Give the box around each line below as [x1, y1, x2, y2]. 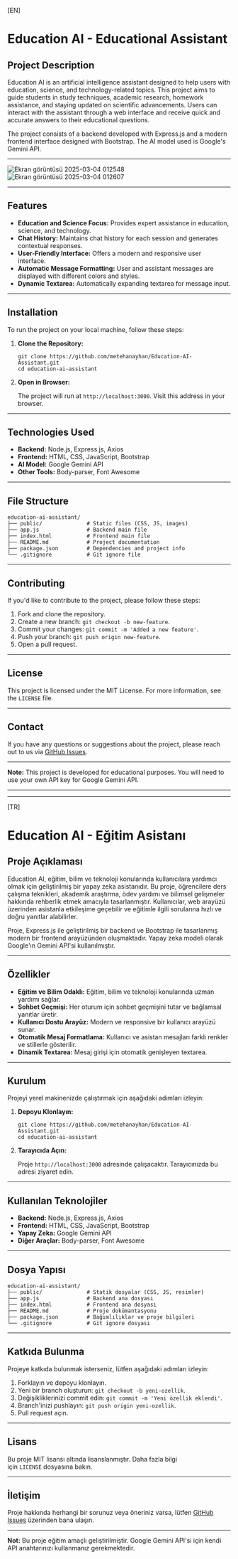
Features [7, 200, 47, 212]
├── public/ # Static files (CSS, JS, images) [7, 520, 189, 527]
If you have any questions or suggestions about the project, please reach [7, 739, 221, 749]
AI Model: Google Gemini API [17, 460, 104, 468]
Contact [7, 721, 44, 733]
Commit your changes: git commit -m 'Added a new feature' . [17, 625, 199, 633]
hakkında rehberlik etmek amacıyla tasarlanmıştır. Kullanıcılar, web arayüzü [7, 897, 226, 906]
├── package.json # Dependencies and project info [7, 545, 186, 552]
